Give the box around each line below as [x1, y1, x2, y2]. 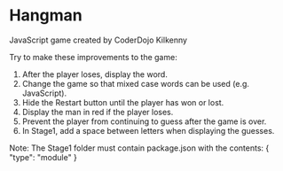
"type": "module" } [9, 152, 78, 162]
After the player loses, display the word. [21, 68, 169, 80]
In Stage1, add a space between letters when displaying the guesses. [21, 125, 275, 136]
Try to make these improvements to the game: [9, 51, 177, 62]
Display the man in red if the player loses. [21, 106, 174, 117]
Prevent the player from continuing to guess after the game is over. [21, 116, 267, 127]
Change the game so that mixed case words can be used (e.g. [21, 78, 250, 89]
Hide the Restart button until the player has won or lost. [21, 97, 224, 107]
